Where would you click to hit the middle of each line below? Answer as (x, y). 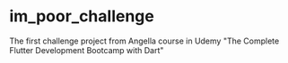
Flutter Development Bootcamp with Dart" (87, 50)
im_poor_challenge (82, 16)
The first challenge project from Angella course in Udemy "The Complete (144, 41)
